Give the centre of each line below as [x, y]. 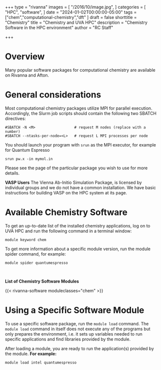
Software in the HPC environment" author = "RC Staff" [59, 28]
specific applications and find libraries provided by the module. [68, 339]
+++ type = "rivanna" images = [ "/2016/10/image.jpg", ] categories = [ [75, 7]
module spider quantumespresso [37, 263]
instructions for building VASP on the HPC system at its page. [66, 193]
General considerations [53, 95]
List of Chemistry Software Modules [42, 281]
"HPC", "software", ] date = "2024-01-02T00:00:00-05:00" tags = [71, 12]
